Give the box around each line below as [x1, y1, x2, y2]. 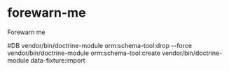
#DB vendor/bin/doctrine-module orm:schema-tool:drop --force [7, 41, 193, 49]
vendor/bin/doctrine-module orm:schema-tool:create [7, 49, 161, 57]
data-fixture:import [30, 56, 85, 64]
